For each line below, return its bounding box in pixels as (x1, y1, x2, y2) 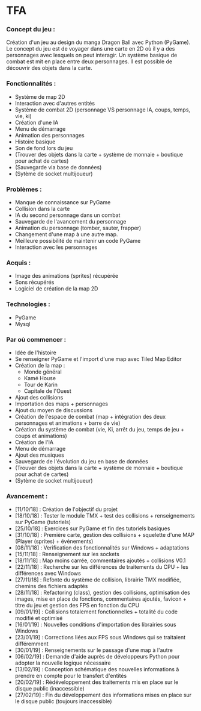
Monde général (23, 368, 62, 375)
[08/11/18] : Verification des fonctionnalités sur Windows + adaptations (14, 544, 190, 551)
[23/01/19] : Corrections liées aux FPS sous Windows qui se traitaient (14, 634, 186, 641)
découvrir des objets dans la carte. (6, 64, 92, 72)
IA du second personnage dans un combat (14, 211, 121, 219)
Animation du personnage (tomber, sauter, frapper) (14, 224, 142, 232)
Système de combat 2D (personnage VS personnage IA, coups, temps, (14, 106, 191, 113)
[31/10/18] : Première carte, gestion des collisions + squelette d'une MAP (14, 531, 195, 539)
